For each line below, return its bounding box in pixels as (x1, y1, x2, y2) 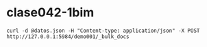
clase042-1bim (6, 5, 95, 20)
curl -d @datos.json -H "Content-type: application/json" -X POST (6, 27, 200, 34)
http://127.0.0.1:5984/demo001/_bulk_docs (6, 33, 130, 40)
